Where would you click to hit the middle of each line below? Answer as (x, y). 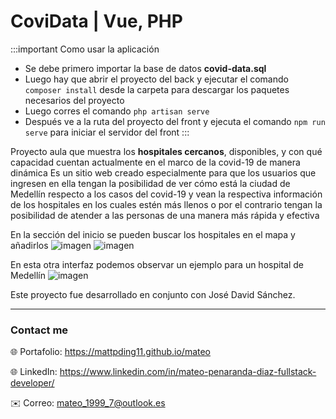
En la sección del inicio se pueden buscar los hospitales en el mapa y (153, 234)
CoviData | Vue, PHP (96, 21)
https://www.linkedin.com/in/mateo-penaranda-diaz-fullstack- (188, 372)
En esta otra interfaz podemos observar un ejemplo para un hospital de (157, 264)
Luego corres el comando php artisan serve (117, 111)
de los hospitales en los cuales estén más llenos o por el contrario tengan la (166, 204)
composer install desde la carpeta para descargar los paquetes (157, 89)
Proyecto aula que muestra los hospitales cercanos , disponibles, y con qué (166, 151)
